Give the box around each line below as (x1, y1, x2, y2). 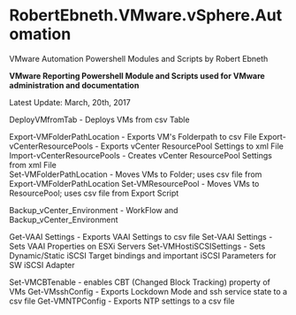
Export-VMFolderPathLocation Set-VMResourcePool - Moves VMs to (9, 178, 260, 188)
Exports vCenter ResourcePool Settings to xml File (100, 141, 285, 151)
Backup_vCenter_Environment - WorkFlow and (9, 204, 178, 215)
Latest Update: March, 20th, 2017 (9, 96, 131, 107)
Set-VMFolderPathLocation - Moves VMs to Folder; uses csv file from (9, 169, 262, 180)
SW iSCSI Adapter (9, 259, 75, 270)
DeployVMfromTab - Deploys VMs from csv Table (9, 114, 190, 125)
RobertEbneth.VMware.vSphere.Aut (9, 5, 283, 26)
